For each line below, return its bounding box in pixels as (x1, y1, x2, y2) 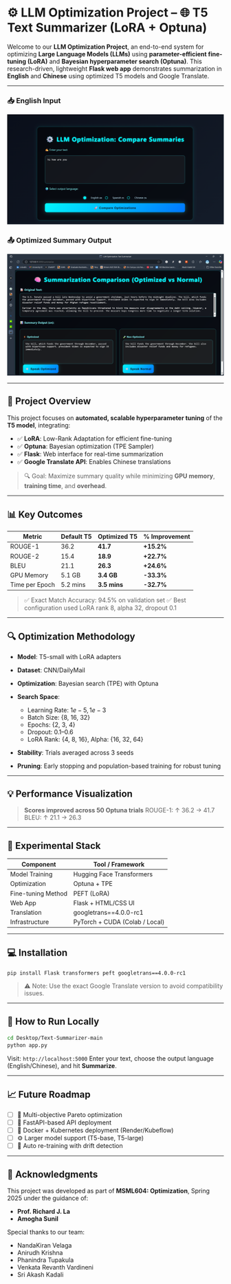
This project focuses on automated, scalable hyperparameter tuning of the (7, 414, 223, 422)
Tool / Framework (93, 860, 145, 868)
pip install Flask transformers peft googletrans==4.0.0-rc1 (7, 969, 186, 977)
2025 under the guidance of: (7, 1194, 89, 1202)
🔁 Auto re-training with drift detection (16, 1142, 124, 1150)
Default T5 (60, 533, 92, 541)
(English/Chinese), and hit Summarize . (7, 1062, 117, 1070)
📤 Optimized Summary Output (7, 235, 112, 245)
